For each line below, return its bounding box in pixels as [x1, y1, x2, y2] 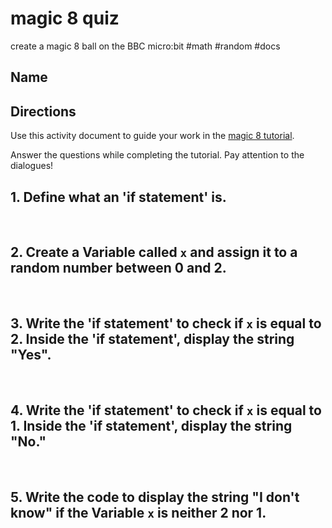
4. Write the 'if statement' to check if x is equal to [10, 402, 322, 419]
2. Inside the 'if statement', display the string [10, 331, 295, 348]
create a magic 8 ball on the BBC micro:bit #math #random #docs [10, 40, 281, 52]
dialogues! [10, 160, 54, 172]
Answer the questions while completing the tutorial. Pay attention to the [10, 149, 305, 161]
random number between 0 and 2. [10, 260, 227, 277]
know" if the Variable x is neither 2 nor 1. [10, 504, 267, 521]
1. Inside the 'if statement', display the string [10, 417, 293, 434]
